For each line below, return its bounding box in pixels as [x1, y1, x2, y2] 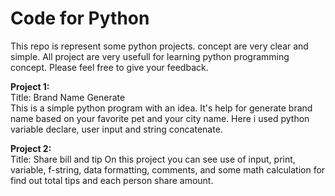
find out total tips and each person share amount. [10, 174, 214, 186]
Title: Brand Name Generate [10, 91, 126, 103]
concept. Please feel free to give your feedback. [10, 61, 209, 73]
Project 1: [10, 80, 50, 92]
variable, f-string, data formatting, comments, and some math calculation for [10, 163, 326, 176]
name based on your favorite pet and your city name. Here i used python [10, 112, 310, 124]
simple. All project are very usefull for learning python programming [10, 50, 290, 62]
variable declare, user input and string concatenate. [10, 123, 223, 135]
